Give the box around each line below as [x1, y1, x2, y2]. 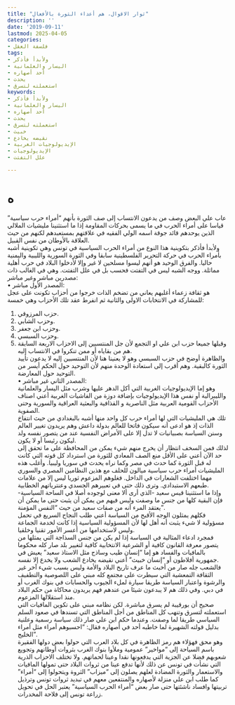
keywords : [7, 88, 36, 95]
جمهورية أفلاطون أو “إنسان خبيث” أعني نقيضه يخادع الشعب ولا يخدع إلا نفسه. [17, 555, 220, 564]
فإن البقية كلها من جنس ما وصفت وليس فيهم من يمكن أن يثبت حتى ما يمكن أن [17, 496, 223, 504]
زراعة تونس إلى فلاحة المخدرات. [17, 690, 103, 698]
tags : [7, 50, 23, 57]
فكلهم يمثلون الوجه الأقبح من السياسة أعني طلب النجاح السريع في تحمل [17, 510, 206, 519]
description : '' [7, 17, 55, 24]
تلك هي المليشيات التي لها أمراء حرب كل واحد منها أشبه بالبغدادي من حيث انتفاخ [17, 414, 227, 422]
